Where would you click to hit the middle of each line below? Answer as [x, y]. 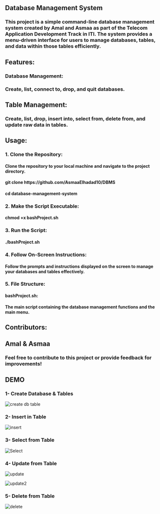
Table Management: [36, 105]
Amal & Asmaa [28, 344]
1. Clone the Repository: [34, 155]
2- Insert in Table [26, 416]
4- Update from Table [31, 463]
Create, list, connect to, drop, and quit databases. [65, 89]
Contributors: [26, 327]
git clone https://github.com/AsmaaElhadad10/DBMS [60, 182]
